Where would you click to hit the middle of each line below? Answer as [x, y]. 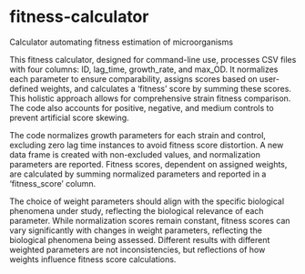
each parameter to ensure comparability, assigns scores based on [133, 78]
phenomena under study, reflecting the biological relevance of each [137, 210]
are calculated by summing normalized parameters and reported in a [138, 174]
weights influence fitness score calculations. [93, 259]
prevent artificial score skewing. [69, 117]
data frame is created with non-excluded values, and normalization [135, 154]
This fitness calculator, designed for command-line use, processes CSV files [153, 59]
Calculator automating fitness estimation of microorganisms [122, 42]
